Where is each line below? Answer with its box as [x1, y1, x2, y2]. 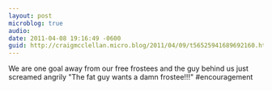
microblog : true [8, 19, 63, 27]
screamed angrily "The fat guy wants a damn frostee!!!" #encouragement [8, 72, 253, 82]
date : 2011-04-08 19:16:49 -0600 [8, 34, 121, 43]
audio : [8, 27, 31, 35]
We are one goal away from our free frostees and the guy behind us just [8, 63, 249, 73]
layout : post [8, 11, 53, 20]
